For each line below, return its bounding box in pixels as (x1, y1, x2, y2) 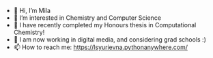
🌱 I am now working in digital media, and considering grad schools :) (13, 35, 206, 44)
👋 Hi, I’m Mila (13, 7, 51, 14)
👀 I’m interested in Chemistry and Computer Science (13, 14, 162, 22)
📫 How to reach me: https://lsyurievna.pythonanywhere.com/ (13, 43, 188, 51)
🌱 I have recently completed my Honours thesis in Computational (13, 21, 197, 29)
